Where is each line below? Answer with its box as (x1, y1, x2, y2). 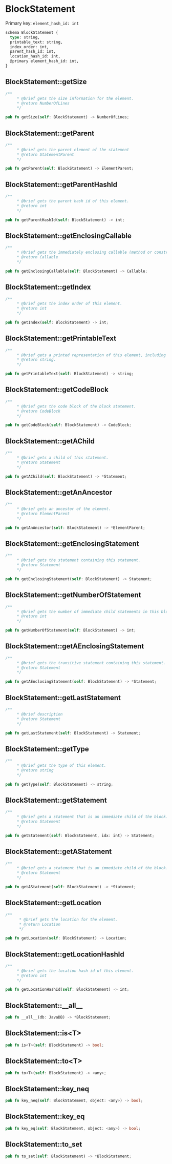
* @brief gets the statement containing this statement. (16, 558, 141, 563)
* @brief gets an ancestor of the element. (16, 506, 111, 512)
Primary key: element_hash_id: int (5, 20, 79, 26)
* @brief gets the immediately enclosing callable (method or (16, 250, 153, 255)
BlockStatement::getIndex (5, 283, 91, 292)
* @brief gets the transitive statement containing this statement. (16, 660, 166, 665)
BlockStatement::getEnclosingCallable (5, 231, 132, 240)
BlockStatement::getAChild (5, 437, 95, 445)
